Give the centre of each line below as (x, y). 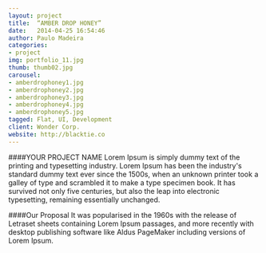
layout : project (35, 16)
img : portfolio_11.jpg (46, 61)
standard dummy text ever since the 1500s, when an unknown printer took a (133, 174)
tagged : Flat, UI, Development (60, 120)
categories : (28, 45)
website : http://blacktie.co (57, 134)
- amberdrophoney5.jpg (46, 113)
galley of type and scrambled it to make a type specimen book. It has (122, 182)
